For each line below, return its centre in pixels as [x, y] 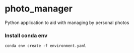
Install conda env [26, 35]
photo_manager [39, 9]
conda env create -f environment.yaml [45, 46]
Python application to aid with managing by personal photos [67, 22]
